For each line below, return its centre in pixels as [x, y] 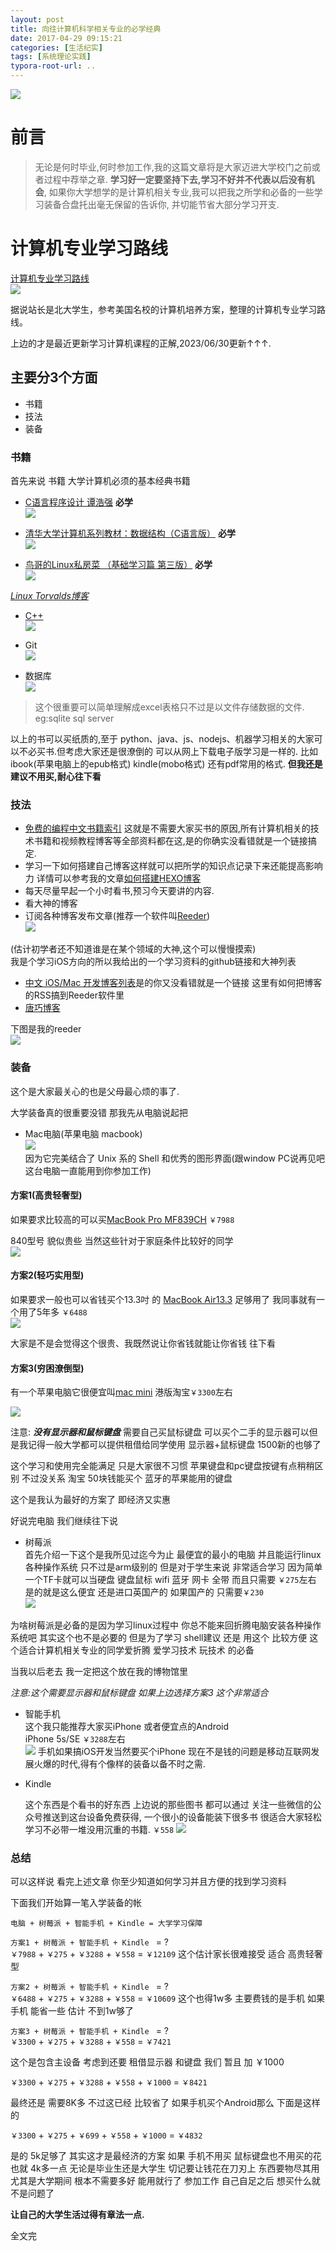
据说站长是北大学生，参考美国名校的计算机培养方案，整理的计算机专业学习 [163, 309]
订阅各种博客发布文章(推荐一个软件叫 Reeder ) [117, 916]
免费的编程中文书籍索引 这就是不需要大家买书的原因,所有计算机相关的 [167, 828]
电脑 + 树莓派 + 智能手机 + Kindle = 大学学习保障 [106, 1924]
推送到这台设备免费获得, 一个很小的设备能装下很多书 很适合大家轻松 [182, 1817]
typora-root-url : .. [53, 66]
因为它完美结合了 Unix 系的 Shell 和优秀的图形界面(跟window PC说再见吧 [174, 1158]
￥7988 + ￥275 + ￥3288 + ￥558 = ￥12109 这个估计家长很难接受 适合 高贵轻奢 [166, 1954]
